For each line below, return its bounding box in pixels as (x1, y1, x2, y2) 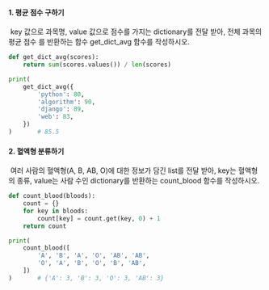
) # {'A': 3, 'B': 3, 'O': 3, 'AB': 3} (8, 274, 164, 282)
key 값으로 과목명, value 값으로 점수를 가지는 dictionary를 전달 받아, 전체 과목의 (10, 27, 263, 36)
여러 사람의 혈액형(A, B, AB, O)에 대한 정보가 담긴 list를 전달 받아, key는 (10, 166, 237, 175)
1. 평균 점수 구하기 (8, 7, 65, 17)
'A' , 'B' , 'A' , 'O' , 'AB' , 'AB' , (37, 251, 150, 260)
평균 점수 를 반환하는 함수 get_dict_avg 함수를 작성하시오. (8, 37, 190, 47)
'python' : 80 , (37, 90, 85, 99)
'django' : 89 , (37, 105, 85, 113)
